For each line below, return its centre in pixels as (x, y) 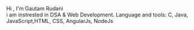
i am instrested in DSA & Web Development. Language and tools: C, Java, (97, 15)
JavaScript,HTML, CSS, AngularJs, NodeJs (60, 21)
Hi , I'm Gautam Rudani (35, 9)
